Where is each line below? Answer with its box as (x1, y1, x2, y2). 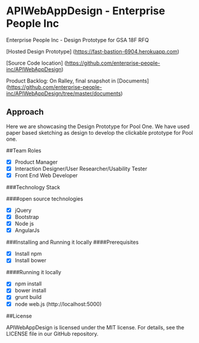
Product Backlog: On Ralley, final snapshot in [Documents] (6, 77, 150, 84)
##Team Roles (6, 147, 42, 154)
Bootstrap (14, 214, 39, 220)
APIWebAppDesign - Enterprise (6, 4, 165, 18)
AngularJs (14, 227, 40, 234)
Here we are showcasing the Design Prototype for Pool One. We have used (6, 123, 190, 130)
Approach (6, 107, 44, 117)
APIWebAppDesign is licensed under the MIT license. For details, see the (6, 323, 185, 331)
